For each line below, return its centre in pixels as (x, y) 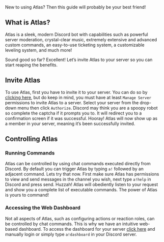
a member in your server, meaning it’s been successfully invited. (70, 123)
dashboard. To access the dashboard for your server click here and (87, 229)
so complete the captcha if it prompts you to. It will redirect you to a (73, 113)
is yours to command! (27, 195)
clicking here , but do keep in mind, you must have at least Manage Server (78, 97)
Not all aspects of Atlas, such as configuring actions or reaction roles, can (80, 218)
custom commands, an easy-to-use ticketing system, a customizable (75, 45)
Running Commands (30, 153)
